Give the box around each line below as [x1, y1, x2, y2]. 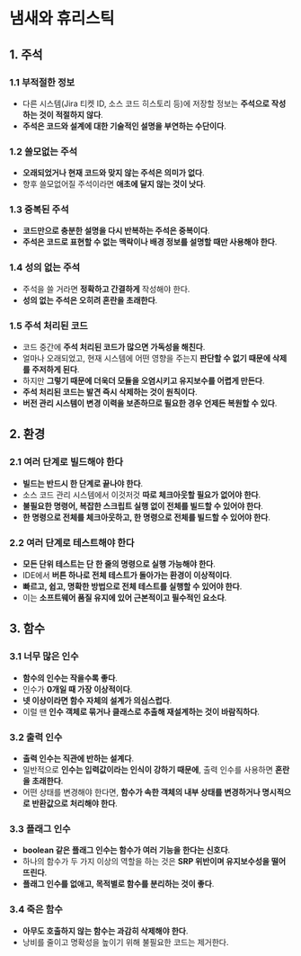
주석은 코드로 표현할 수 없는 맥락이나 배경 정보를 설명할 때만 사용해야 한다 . [22, 237, 278, 247]
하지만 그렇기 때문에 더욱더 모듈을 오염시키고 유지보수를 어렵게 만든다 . [22, 375, 265, 387]
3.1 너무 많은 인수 [9, 650, 79, 663]
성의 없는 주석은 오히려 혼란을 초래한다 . [22, 294, 158, 306]
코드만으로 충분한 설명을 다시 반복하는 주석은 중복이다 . [22, 226, 210, 237]
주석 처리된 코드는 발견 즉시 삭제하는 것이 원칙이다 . [22, 387, 198, 398]
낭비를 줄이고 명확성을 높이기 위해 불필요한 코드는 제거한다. [22, 936, 229, 947]
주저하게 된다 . [31, 364, 80, 375]
